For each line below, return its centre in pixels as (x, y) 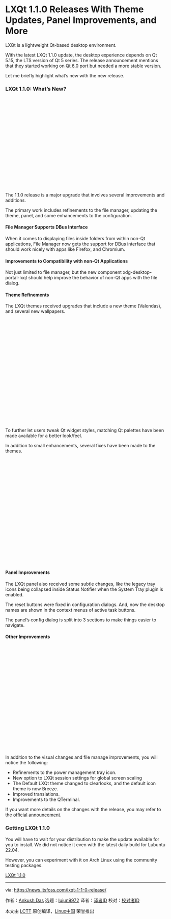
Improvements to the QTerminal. (46, 799)
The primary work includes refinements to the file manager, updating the (81, 210)
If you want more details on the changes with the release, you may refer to (83, 810)
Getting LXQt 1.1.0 (27, 828)
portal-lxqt (16, 278)
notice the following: (27, 763)
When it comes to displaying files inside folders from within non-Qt (75, 238)
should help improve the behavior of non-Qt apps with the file (93, 278)
